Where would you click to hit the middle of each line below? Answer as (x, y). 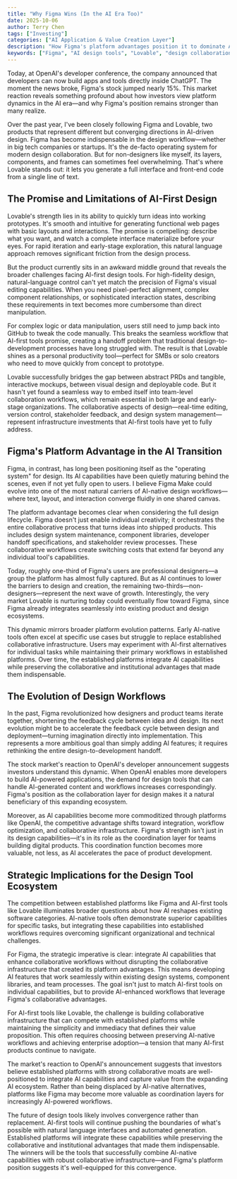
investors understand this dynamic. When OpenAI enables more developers (117, 772)
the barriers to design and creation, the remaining (79, 585)
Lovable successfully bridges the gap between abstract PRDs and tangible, (116, 377)
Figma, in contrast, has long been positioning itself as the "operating (107, 468)
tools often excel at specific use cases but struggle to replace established (114, 637)
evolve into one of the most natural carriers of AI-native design (99, 491)
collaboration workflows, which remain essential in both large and (103, 399)
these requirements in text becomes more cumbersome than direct (104, 305)
